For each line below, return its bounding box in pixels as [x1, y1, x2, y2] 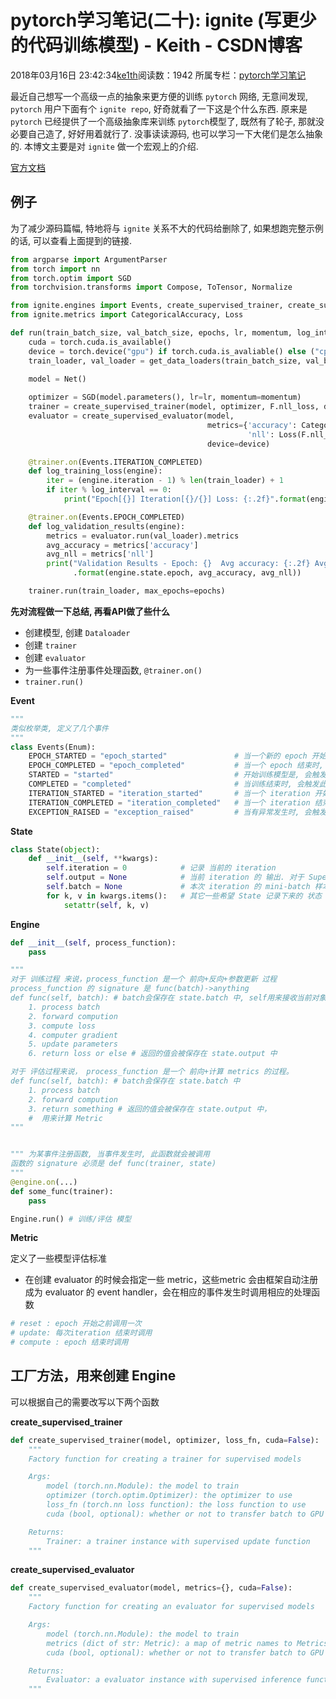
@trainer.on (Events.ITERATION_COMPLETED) [28, 457, 203, 467]
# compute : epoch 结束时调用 [10, 1337, 129, 1348]
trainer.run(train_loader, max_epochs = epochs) [28, 586, 226, 596]
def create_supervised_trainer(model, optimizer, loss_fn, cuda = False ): [10, 1435, 320, 1445]
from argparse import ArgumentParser [10, 254, 168, 265]
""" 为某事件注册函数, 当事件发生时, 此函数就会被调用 [10, 1149, 210, 1160]
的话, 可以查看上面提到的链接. [10, 234, 133, 246]
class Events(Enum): [10, 742, 97, 752]
